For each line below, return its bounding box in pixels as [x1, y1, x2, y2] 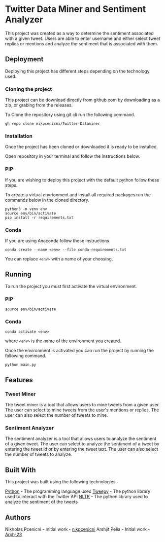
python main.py [5, 362, 36, 367]
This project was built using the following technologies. [5, 479, 117, 485]
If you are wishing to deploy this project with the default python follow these [5, 177, 160, 183]
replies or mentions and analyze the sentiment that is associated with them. [5, 40, 159, 46]
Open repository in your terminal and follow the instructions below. [5, 153, 140, 159]
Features [5, 376, 33, 384]
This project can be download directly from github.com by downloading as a [5, 97, 160, 103]
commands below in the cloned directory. [5, 197, 90, 203]
